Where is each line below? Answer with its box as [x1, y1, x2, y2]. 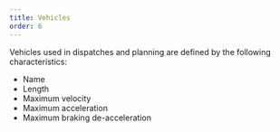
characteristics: [9, 56, 68, 67]
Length [22, 83, 50, 94]
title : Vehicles [9, 13, 71, 23]
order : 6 [9, 22, 43, 31]
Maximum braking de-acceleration [22, 112, 152, 123]
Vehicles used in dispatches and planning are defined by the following [9, 46, 272, 57]
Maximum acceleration [22, 102, 109, 113]
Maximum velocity [22, 92, 92, 104]
